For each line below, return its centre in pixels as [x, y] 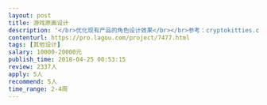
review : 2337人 [33, 67]
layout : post [30, 15]
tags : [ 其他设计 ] [35, 45]
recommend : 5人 [33, 81]
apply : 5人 [26, 74]
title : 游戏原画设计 [39, 23]
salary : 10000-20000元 [45, 52]
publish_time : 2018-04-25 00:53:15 [67, 60]
